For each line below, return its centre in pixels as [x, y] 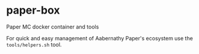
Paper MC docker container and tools [53, 27]
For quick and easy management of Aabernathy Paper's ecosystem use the [100, 38]
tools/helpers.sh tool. [34, 45]
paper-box [33, 10]
